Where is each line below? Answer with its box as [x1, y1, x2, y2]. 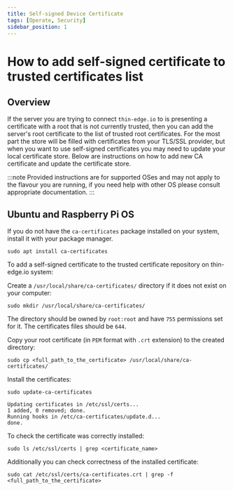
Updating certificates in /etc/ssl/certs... [7, 401, 139, 408]
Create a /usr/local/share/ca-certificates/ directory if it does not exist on [7, 281, 227, 290]
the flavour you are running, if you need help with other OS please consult [7, 180, 220, 189]
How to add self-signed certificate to [7, 53, 226, 69]
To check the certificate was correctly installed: [7, 432, 145, 440]
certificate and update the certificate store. [7, 159, 132, 168]
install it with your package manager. [7, 234, 113, 243]
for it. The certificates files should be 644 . [7, 322, 127, 330]
